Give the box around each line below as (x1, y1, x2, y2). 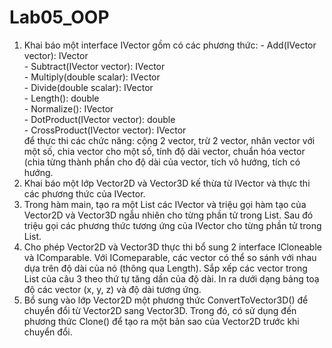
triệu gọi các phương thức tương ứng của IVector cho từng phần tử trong (23, 219, 322, 231)
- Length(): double (23, 92, 100, 104)
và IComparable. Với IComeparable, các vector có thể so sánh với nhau (23, 251, 317, 263)
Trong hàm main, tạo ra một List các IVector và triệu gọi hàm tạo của (23, 198, 307, 210)
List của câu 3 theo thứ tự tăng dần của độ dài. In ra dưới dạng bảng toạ (23, 272, 320, 285)
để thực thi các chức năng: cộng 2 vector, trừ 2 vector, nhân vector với (23, 134, 316, 146)
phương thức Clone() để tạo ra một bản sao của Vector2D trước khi (23, 315, 300, 327)
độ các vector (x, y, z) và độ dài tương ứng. (23, 283, 202, 295)
